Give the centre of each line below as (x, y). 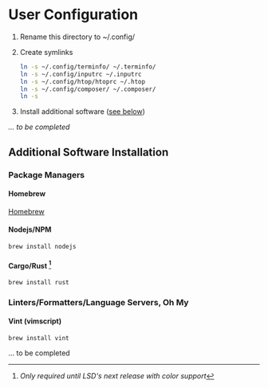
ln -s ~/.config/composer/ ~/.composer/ (88, 89)
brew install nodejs (43, 247)
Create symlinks (46, 52)
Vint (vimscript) (35, 321)
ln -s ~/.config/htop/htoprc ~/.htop (83, 81)
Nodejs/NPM (30, 229)
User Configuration (73, 15)
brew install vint (39, 339)
